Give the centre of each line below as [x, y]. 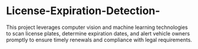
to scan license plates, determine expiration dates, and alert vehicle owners [98, 33]
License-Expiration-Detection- [83, 11]
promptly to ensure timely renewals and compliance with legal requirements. [99, 40]
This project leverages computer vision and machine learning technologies [97, 27]
